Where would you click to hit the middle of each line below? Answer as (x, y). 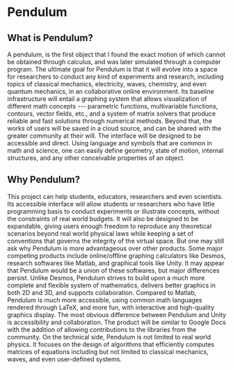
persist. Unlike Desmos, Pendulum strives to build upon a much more (106, 277)
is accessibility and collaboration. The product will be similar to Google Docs (116, 322)
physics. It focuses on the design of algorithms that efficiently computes (111, 344)
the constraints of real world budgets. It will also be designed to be (103, 218)
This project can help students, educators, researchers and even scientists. (115, 196)
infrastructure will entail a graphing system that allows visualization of (107, 99)
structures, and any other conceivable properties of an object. (96, 158)
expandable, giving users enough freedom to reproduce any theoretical (110, 226)
